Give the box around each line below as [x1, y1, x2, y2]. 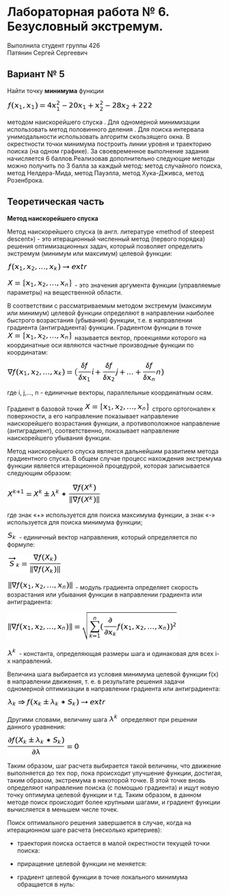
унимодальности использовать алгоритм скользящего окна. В [7, 132, 190, 140]
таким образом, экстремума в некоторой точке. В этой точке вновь [7, 776, 206, 784]
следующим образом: [7, 468, 72, 477]
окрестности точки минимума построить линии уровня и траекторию [7, 140, 212, 148]
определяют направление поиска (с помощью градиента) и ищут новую [7, 783, 220, 792]
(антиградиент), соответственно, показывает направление [7, 426, 180, 435]
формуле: [7, 540, 36, 549]
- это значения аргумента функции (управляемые [74, 281, 221, 289]
